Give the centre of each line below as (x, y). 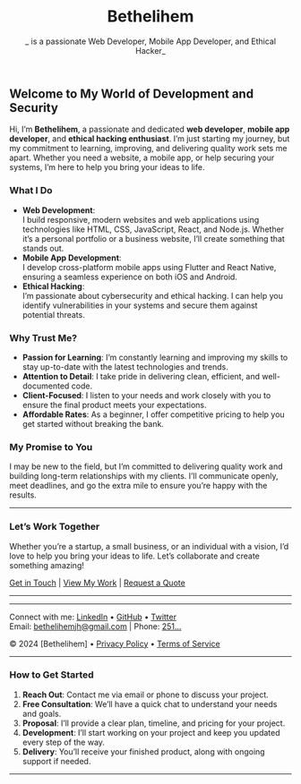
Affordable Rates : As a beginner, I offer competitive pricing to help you (153, 414)
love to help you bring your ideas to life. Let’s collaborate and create (134, 556)
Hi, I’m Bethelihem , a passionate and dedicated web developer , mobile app (150, 129)
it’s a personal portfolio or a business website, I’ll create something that (153, 238)
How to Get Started (52, 675)
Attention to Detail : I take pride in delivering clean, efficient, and (141, 376)
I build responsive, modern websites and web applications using (141, 219)
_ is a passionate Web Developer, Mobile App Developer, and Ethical (150, 41)
